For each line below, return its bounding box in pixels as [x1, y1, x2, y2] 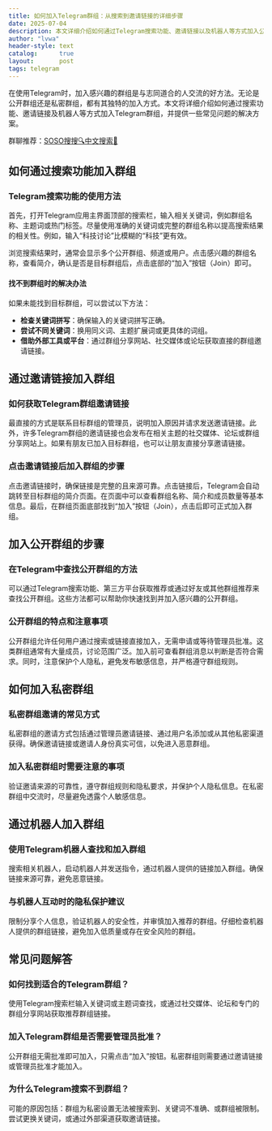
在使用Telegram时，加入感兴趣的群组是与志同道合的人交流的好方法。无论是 [8, 88, 260, 97]
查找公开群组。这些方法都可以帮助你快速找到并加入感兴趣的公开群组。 [8, 594, 243, 603]
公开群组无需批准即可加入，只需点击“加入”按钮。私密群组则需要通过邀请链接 [8, 1051, 263, 1060]
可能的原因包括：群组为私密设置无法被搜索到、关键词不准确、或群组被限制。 [8, 1103, 264, 1113]
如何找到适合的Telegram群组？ [8, 978, 130, 990]
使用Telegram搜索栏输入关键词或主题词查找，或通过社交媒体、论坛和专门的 [8, 999, 260, 1008]
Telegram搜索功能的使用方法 [8, 191, 121, 202]
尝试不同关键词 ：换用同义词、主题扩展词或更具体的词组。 [19, 326, 212, 335]
